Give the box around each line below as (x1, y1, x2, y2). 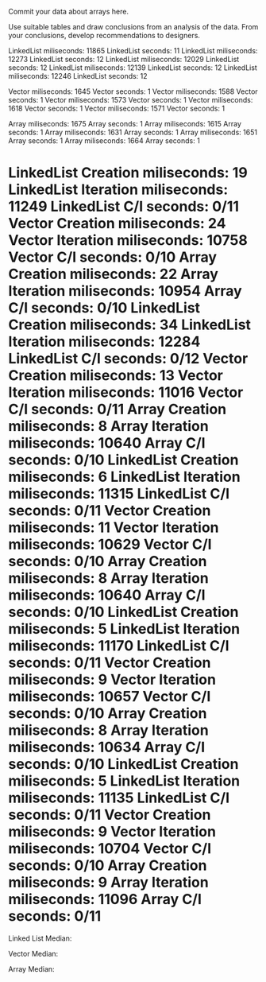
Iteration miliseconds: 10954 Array (8, 282, 242, 301)
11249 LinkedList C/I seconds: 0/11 (8, 198, 240, 215)
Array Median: (8, 964, 55, 973)
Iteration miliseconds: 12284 (8, 333, 201, 351)
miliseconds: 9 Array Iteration (8, 874, 209, 891)
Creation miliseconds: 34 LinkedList (8, 316, 252, 334)
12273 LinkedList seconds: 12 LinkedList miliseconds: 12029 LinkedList (8, 55, 240, 64)
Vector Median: (8, 949, 59, 958)
